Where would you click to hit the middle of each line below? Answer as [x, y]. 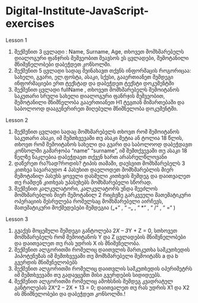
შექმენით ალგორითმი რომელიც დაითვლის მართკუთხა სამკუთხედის [102, 249]
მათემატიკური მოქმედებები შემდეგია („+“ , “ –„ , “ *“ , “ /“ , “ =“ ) [95, 207]
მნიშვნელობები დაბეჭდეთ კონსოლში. [63, 64]
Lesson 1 [16, 40]
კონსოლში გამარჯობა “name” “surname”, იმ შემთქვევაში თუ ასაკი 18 [101, 151]
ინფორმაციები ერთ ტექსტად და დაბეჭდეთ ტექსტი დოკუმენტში [94, 83]
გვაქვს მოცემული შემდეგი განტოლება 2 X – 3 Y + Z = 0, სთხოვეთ [96, 230]
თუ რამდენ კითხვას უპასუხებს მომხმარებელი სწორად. [83, 182]
